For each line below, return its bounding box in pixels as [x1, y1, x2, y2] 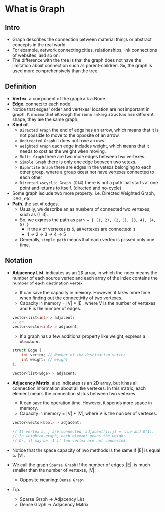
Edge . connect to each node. [12, 101, 72, 107]
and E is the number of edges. [19, 305, 82, 311]
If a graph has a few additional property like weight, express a [19, 333, 146, 339]
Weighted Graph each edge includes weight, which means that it [19, 143, 149, 149]
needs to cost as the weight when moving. [19, 148, 106, 154]
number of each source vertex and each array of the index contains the [12, 275, 158, 281]
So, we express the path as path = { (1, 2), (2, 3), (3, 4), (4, [19, 217, 156, 223]
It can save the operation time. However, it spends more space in [19, 400, 152, 406]
